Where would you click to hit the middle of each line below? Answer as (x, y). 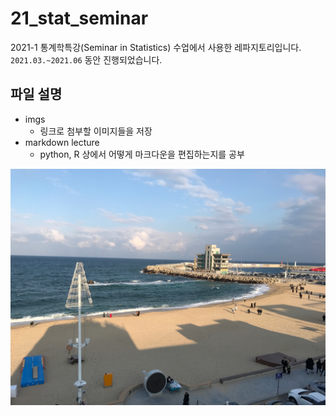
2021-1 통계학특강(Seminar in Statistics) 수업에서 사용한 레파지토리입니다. (156, 47)
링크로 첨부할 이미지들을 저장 (96, 131)
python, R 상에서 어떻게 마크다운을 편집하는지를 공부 (142, 154)
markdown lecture (62, 142)
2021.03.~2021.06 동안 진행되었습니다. (86, 59)
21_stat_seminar (79, 18)
